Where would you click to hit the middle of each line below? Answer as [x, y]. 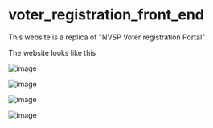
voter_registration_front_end [106, 15]
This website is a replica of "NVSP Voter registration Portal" [107, 37]
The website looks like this [52, 52]
